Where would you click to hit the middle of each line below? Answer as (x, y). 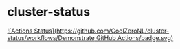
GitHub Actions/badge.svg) (135, 37)
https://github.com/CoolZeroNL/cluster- (113, 31)
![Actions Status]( (32, 31)
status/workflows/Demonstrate (51, 37)
